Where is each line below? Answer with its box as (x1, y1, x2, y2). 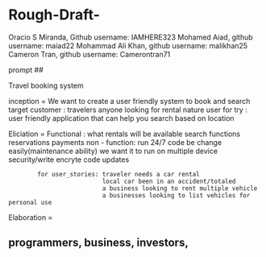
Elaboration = (8, 212, 53, 222)
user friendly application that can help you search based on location (8, 113, 235, 122)
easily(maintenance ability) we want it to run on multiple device (8, 146, 218, 155)
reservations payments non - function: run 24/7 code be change (8, 137, 222, 147)
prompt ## (8, 64, 44, 74)
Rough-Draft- (8, 6, 101, 24)
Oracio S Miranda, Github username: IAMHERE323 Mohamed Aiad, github (8, 32, 254, 42)
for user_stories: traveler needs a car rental (37, 170, 200, 178)
